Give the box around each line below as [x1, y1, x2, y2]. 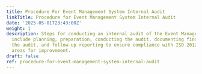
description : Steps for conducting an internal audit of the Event [6, 31, 179, 37]
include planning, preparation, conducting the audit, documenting [11, 36, 185, 42]
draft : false [6, 53, 39, 59]
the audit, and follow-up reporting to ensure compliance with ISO [11, 42, 185, 48]
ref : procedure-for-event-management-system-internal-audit [6, 58, 161, 64]
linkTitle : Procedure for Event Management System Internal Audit [6, 14, 176, 20]
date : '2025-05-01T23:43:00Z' [6, 20, 82, 26]
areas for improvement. [11, 48, 71, 54]
